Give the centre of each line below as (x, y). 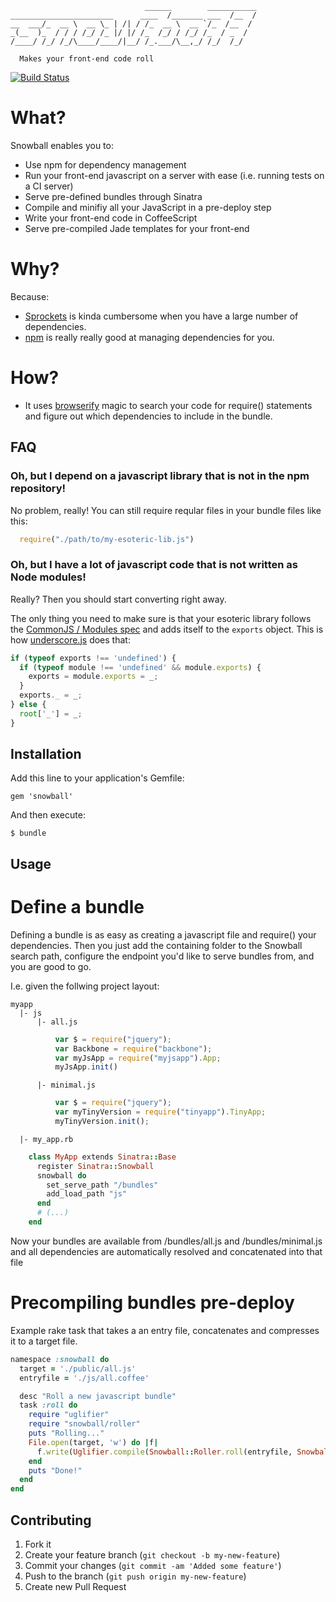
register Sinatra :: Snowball (95, 1166)
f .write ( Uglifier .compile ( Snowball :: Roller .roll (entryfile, (164, 1452)
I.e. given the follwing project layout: (85, 986)
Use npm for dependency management (105, 164)
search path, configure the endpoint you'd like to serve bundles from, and (162, 956)
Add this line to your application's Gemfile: (97, 778)
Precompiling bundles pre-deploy (152, 1303)
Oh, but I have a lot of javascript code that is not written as (154, 565)
